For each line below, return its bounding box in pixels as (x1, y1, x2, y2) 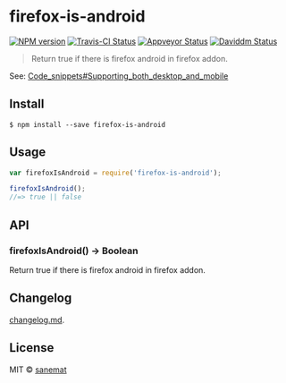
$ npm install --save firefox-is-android (9, 120, 166, 129)
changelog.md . (9, 314, 65, 325)
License (9, 340, 55, 355)
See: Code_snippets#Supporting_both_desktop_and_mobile (9, 70, 229, 81)
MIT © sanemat (9, 364, 67, 375)
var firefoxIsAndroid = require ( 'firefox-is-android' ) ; (9, 168, 222, 177)
